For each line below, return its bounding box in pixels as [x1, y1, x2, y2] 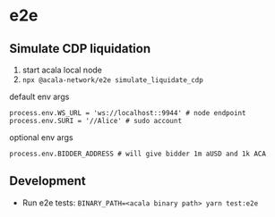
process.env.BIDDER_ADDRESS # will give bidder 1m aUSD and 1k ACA [9, 149, 267, 158]
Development [9, 173, 87, 188]
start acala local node [21, 64, 103, 75]
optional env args [9, 132, 73, 143]
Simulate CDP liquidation [9, 41, 150, 56]
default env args [9, 91, 70, 102]
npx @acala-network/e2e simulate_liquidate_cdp [21, 76, 203, 85]
